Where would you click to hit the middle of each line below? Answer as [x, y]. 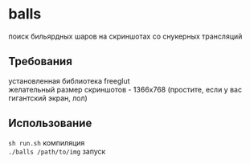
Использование [50, 123]
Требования [40, 61]
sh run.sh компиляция [47, 142]
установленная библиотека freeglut [69, 80]
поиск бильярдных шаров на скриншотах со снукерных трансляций [125, 36]
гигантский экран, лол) [48, 98]
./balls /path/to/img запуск [57, 151]
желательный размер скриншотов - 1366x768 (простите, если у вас [125, 89]
